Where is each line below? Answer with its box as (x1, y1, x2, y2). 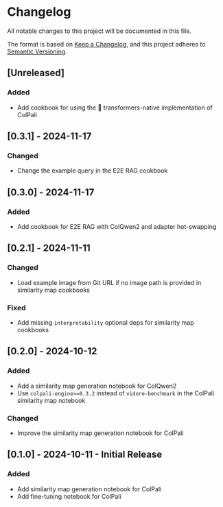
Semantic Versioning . (7, 47, 67, 55)
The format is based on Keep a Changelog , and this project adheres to (7, 40, 206, 48)
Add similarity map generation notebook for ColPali (16, 484, 162, 493)
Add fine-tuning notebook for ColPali (16, 492, 121, 500)
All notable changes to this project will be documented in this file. (7, 27, 192, 35)
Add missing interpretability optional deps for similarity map (16, 318, 194, 326)
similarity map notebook (16, 396, 86, 404)
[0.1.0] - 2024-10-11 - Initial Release (7, 449, 163, 460)
